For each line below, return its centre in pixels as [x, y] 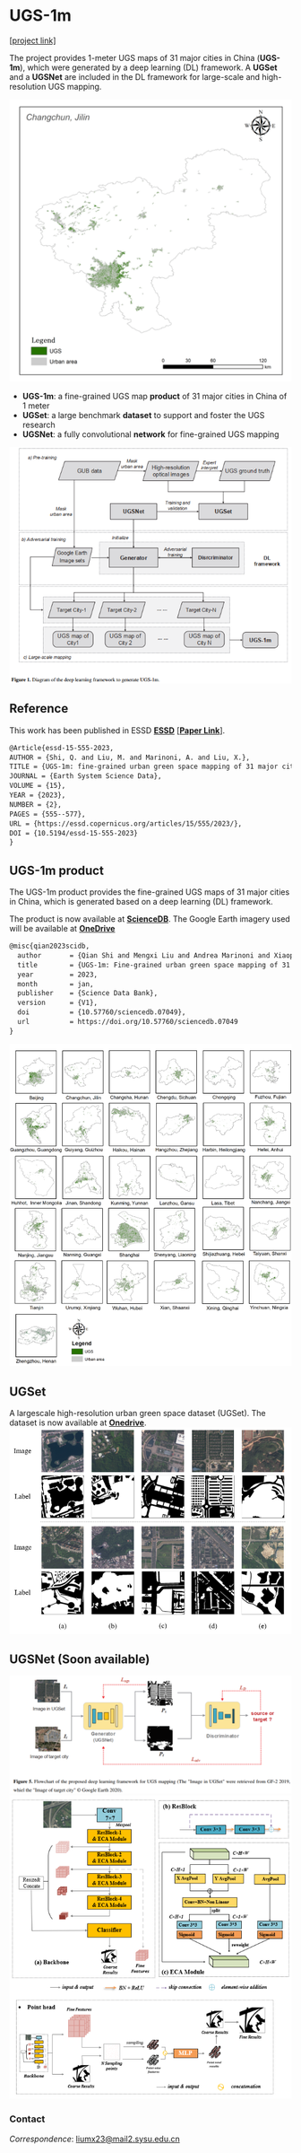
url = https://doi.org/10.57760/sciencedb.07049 [128, 1022]
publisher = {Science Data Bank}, [88, 993]
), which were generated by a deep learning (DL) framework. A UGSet [148, 67]
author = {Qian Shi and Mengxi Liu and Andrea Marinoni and [144, 955]
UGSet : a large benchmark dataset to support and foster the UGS [143, 415]
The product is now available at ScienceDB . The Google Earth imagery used [150, 919]
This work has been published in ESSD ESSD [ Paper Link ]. [117, 730]
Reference [39, 709]
